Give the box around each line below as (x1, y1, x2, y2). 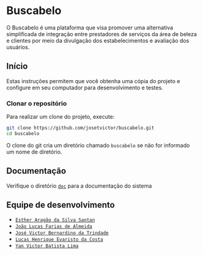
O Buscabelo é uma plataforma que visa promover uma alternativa (6, 24, 173, 31)
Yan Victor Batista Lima (15, 243, 79, 249)
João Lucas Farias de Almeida (15, 224, 93, 230)
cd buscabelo (6, 130, 40, 136)
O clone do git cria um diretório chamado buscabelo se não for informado (6, 141, 190, 149)
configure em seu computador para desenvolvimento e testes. (6, 84, 163, 91)
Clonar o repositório (6, 99, 67, 108)
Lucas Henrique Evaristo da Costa (15, 237, 103, 243)
